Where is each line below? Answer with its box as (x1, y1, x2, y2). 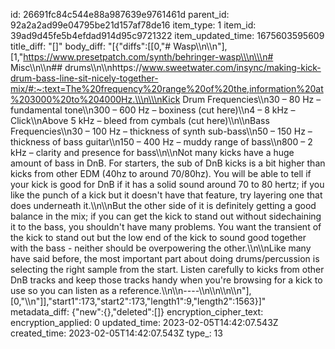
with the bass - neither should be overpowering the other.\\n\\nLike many (10, 242, 312, 254)
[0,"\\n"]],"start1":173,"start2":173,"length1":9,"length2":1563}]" (10, 295, 267, 307)
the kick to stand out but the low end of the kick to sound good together (10, 232, 307, 243)
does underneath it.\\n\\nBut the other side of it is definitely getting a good (10, 200, 317, 211)
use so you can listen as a (10, 285, 117, 296)
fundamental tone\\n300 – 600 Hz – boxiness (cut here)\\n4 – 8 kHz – (10, 104, 296, 116)
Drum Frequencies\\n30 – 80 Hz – (182, 94, 322, 105)
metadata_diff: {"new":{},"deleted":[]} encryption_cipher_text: (10, 306, 264, 318)
